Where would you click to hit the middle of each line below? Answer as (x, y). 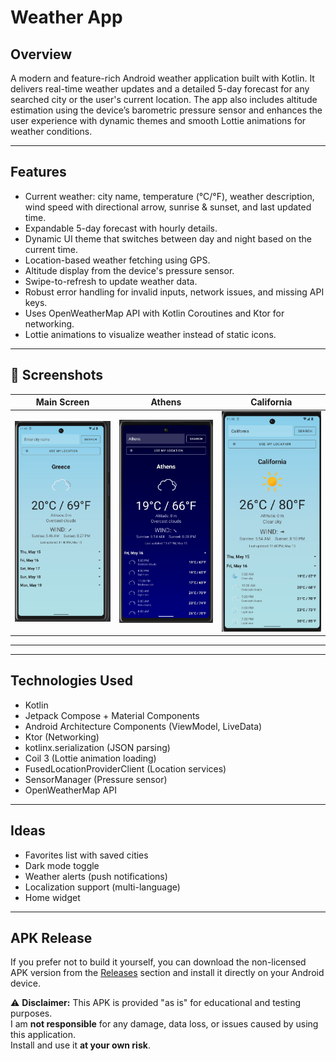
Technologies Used (71, 681)
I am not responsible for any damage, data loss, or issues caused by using (164, 1024)
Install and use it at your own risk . (80, 1045)
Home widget (52, 897)
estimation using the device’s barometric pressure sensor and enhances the (166, 110)
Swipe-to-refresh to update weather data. (111, 281)
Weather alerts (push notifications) (96, 876)
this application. (43, 1035)
